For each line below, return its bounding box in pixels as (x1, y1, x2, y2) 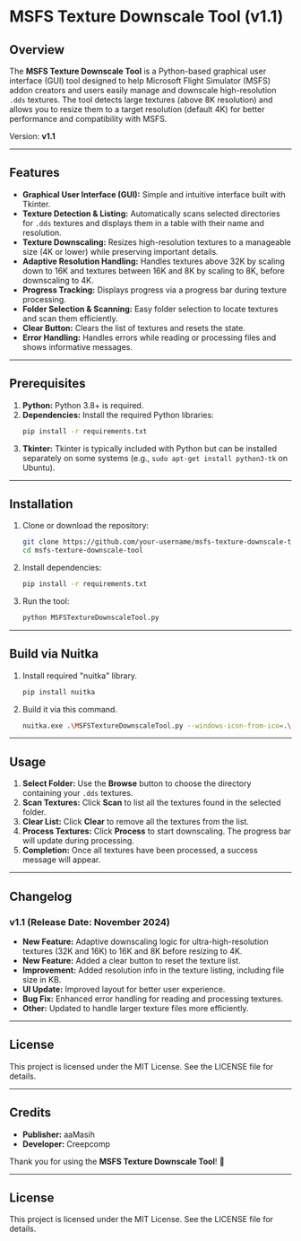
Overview (9, 42, 65, 57)
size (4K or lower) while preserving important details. (21, 246, 219, 257)
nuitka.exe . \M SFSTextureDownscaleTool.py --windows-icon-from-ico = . (21, 721, 288, 730)
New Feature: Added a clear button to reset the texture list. (21, 955, 241, 966)
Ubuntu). (21, 462, 56, 473)
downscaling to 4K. (21, 275, 94, 285)
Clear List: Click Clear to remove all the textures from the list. (21, 817, 249, 827)
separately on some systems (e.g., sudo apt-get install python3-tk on (21, 452, 288, 463)
